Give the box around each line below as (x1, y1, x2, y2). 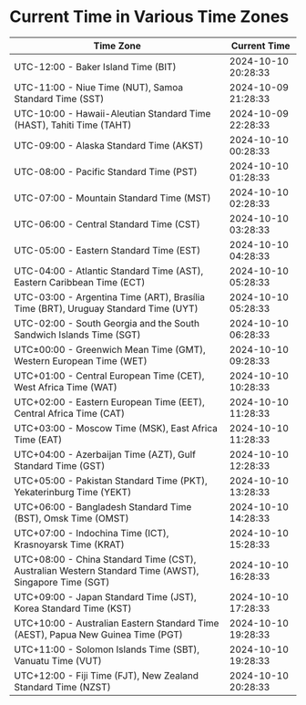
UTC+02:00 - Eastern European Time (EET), (14, 395, 205, 408)
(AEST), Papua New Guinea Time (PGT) (14, 627, 184, 640)
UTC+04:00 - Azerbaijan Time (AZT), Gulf (14, 448, 196, 461)
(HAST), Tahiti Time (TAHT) (14, 119, 132, 131)
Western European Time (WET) (14, 354, 148, 367)
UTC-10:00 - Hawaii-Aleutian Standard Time (14, 107, 211, 119)
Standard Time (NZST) (14, 680, 111, 693)
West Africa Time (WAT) (14, 380, 118, 393)
